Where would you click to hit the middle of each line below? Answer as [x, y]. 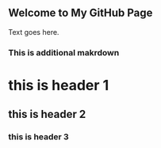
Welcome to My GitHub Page [80, 13]
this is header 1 [59, 85]
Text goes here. [34, 32]
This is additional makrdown [64, 52]
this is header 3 [38, 137]
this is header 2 [47, 114]
